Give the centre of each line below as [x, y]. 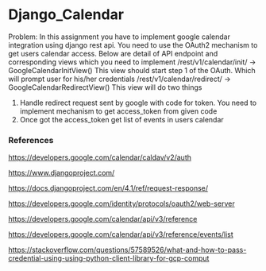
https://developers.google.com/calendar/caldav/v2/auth [100, 157]
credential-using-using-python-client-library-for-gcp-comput [109, 258]
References [31, 140]
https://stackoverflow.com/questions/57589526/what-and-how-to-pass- [127, 250]
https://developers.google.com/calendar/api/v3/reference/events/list [121, 234]
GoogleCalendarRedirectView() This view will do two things [105, 87]
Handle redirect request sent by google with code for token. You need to [138, 103]
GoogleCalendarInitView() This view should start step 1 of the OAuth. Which [132, 70]
